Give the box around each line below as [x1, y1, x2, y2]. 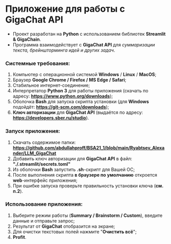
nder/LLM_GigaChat [12, 150, 57, 156]
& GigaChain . [12, 36, 41, 42]
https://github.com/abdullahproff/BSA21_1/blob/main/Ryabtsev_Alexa [12, 144, 165, 151]
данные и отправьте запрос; [12, 217, 75, 224]
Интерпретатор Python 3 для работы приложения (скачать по [12, 88, 149, 94]
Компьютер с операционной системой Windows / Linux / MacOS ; [12, 71, 157, 78]
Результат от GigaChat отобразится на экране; [12, 223, 115, 229]
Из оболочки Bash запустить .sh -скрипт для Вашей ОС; [12, 166, 135, 173]
